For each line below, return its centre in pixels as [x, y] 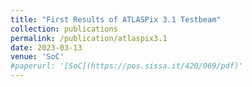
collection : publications [64, 29]
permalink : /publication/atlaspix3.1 [89, 38]
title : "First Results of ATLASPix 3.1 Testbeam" [116, 19]
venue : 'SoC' [37, 57]
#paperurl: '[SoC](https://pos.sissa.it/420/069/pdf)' [127, 66]
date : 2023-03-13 [46, 47]
